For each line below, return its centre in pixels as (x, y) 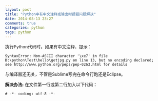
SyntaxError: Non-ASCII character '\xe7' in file (57, 56)
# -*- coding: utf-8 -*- (30, 94)
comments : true (20, 23)
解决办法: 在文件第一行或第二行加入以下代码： (51, 84)
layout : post (18, 10)
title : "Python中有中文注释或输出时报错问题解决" (50, 14)
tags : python (18, 32)
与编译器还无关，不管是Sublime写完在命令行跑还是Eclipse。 (65, 74)
